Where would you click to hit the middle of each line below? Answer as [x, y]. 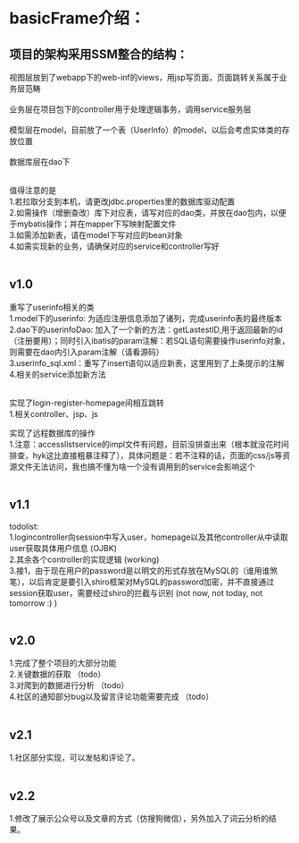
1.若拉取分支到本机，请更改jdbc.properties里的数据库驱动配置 [122, 201]
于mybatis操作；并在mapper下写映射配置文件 [93, 224]
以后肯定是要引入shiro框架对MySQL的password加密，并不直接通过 [151, 582]
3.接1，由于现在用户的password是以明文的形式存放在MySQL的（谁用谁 [140, 570]
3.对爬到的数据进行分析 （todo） [69, 685]
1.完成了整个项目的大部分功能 [63, 663]
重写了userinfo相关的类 [52, 307]
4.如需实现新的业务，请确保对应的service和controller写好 [114, 246]
